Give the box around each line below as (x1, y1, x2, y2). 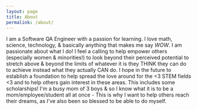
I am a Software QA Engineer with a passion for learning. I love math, (6, 36, 172, 43)
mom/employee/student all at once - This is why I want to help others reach (6, 91, 189, 98)
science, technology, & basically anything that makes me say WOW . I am (6, 42, 182, 49)
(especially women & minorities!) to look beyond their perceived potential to (6, 54, 189, 61)
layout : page (6, 8, 38, 15)
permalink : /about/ (6, 19, 54, 25)
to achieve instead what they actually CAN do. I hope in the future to (6, 67, 172, 74)
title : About (6, 14, 38, 20)
